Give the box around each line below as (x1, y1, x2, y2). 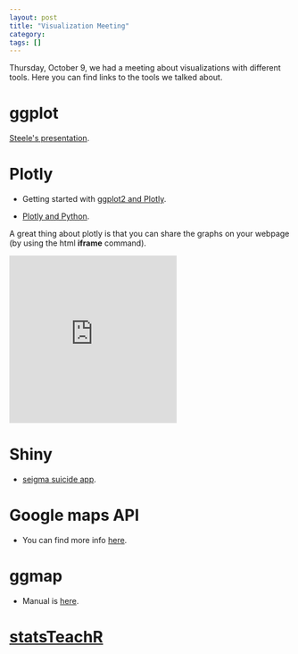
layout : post (9, 13, 58, 22)
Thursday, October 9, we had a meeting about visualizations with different (9, 63, 281, 73)
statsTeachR (9, 627, 103, 648)
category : (9, 29, 46, 38)
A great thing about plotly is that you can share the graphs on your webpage (9, 229, 290, 239)
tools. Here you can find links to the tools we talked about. (9, 72, 223, 83)
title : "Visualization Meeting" (9, 21, 129, 30)
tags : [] (9, 38, 42, 47)
